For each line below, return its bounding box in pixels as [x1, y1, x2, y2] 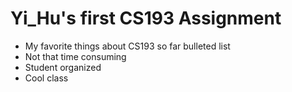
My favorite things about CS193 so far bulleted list [24, 40, 231, 52]
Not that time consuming [24, 50, 127, 62]
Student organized [24, 61, 102, 73]
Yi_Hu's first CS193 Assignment [10, 7, 282, 30]
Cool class [24, 72, 69, 84]
